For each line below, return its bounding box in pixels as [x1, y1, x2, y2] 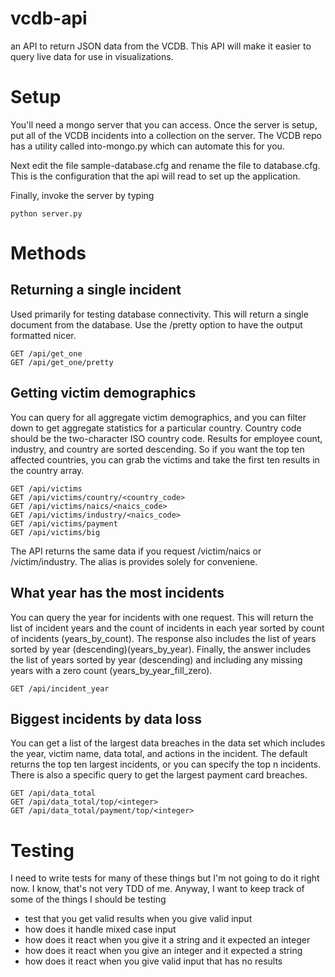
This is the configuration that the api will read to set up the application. [10, 170, 301, 182]
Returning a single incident [10, 282, 182, 299]
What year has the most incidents [10, 585, 225, 602]
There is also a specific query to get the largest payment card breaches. [10, 769, 308, 781]
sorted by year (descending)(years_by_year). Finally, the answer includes [10, 643, 312, 655]
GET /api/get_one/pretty [10, 357, 114, 367]
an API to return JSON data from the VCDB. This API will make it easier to [10, 40, 312, 52]
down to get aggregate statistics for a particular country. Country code [10, 422, 302, 434]
